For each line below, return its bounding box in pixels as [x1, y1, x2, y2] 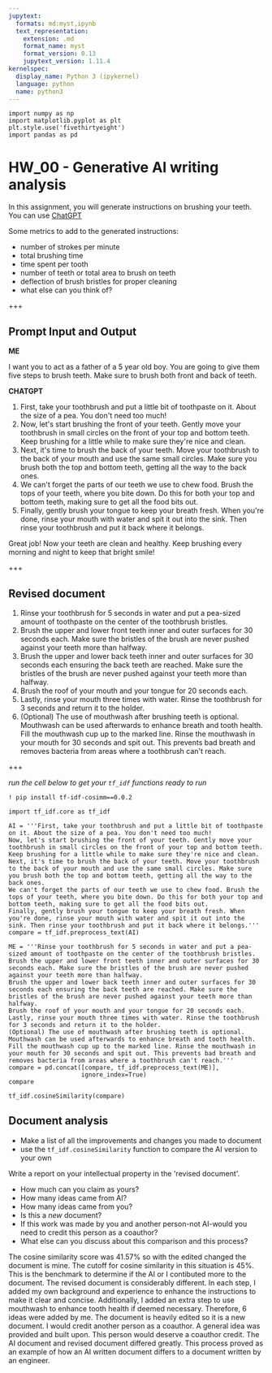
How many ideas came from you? [19, 1202, 132, 1211]
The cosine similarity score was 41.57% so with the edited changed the [8, 1252, 247, 1262]
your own [19, 1153, 53, 1163]
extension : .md [23, 34, 75, 43]
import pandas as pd [8, 131, 79, 139]
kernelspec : [8, 65, 49, 73]
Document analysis [8, 1114, 109, 1128]
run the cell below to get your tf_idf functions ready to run [8, 777, 207, 787]
